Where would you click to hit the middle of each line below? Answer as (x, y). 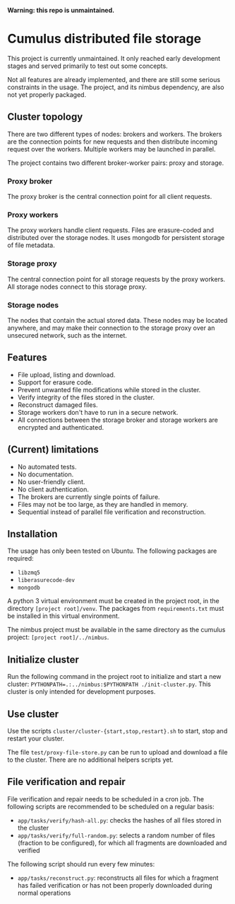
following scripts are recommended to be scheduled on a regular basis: (111, 806)
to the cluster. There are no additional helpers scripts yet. (91, 760)
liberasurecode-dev (46, 580)
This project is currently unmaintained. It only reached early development (114, 58)
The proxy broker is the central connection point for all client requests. (110, 197)
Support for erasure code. (55, 382)
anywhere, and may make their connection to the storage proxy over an (111, 328)
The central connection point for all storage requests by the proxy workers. (116, 279)
